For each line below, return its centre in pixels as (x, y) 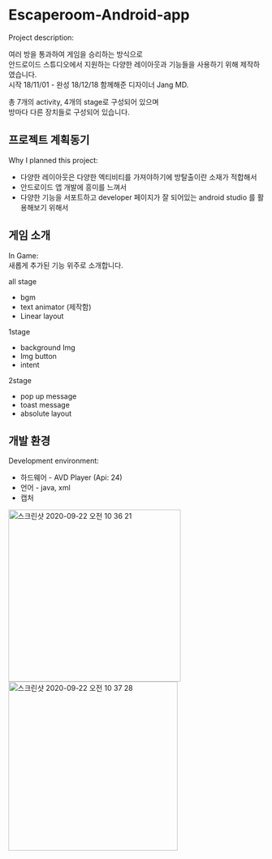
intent (30, 365)
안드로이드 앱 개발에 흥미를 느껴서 (73, 187)
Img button (38, 356)
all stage (23, 281)
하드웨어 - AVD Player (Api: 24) (71, 477)
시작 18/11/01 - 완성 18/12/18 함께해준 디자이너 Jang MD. (99, 84)
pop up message (48, 396)
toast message (45, 404)
